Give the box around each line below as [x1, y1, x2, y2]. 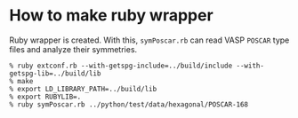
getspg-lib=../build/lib [9, 68, 101, 78]
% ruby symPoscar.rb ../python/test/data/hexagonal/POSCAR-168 [9, 99, 249, 109]
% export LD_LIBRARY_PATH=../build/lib [9, 84, 157, 93]
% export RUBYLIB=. [9, 92, 82, 101]
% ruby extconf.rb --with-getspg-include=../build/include [9, 61, 233, 70]
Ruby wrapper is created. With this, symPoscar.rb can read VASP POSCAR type [9, 35, 290, 45]
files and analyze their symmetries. [9, 43, 138, 54]
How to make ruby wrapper [9, 5, 213, 26]
